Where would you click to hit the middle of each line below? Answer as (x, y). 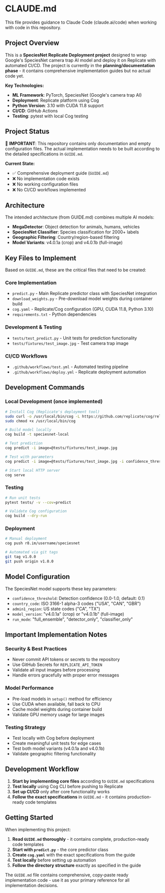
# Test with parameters (29, 457)
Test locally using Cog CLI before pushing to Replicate (68, 786)
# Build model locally (28, 430)
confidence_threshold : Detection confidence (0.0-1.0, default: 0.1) (79, 598)
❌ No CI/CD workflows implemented (49, 189)
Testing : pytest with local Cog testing (50, 116)
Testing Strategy (25, 727)
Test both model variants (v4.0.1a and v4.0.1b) (58, 748)
